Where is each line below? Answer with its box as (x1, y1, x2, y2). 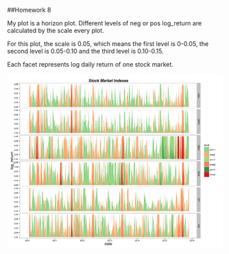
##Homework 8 (7, 6, 51, 14)
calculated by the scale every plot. (7, 27, 104, 34)
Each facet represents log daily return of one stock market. (7, 60, 173, 68)
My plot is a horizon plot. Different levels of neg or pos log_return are (7, 19, 202, 27)
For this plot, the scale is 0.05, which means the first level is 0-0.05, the (7, 40, 209, 47)
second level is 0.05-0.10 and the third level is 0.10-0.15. (7, 47, 165, 55)
